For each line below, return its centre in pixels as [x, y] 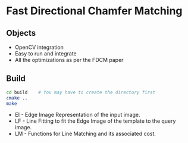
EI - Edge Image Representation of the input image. [77, 115]
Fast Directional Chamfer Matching [94, 11]
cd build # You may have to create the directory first [81, 92]
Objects [21, 33]
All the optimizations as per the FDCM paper [69, 60]
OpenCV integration [39, 47]
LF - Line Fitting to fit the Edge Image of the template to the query [95, 121]
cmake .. [17, 98]
